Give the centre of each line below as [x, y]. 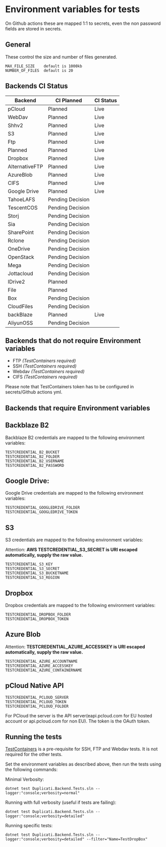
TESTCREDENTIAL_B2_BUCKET [32, 452]
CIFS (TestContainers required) [45, 377]
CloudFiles [20, 306]
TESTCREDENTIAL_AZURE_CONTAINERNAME [44, 670]
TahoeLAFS [21, 199]
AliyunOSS [20, 322]
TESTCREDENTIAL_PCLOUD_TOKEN [36, 702]
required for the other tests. [34, 754]
